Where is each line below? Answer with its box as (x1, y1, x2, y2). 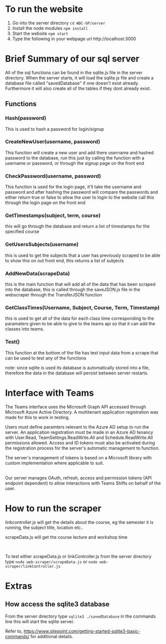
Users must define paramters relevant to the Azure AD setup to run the (5, 424, 149, 430)
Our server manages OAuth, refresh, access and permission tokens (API (5, 475, 152, 481)
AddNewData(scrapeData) (5, 270, 70, 277)
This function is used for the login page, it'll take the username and (5, 184, 142, 190)
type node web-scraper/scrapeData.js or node (5, 559, 98, 565)
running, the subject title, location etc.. (5, 524, 83, 530)
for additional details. (30, 633, 74, 639)
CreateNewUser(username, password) (5, 138, 100, 145)
